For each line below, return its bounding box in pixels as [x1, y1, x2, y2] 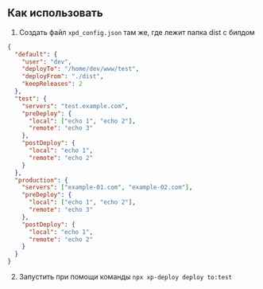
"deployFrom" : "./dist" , [21, 72, 104, 80]
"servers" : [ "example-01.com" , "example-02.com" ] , [21, 183, 193, 192]
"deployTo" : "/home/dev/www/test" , [21, 65, 140, 73]
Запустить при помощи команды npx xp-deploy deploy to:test [18, 272, 233, 282]
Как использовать [7, 6, 104, 20]
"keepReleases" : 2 [21, 80, 83, 88]
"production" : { [14, 176, 68, 184]
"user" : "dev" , [21, 57, 72, 66]
